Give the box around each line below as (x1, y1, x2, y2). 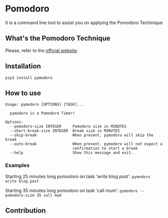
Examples (5, 162, 30, 169)
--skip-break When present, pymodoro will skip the (10, 133, 154, 138)
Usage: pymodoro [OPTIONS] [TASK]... (5, 102, 84, 107)
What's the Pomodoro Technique (5, 34, 110, 43)
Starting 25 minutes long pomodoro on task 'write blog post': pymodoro (5, 173, 150, 179)
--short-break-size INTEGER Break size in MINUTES (10, 128, 120, 133)
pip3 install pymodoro (5, 75, 53, 80)
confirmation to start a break (72, 146, 138, 151)
